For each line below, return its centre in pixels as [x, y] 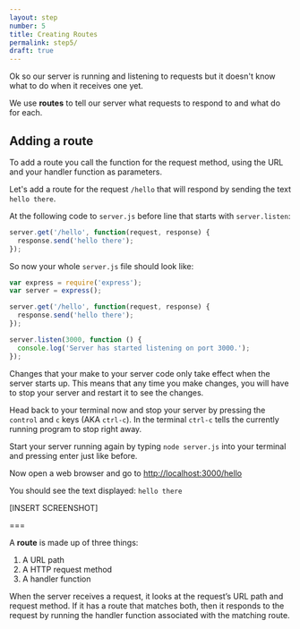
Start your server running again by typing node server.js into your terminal [148, 446]
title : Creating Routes [54, 34]
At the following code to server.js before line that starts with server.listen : [150, 216]
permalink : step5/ [43, 42]
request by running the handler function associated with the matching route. [150, 615]
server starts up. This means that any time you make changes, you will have [149, 383]
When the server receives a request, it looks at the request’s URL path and [146, 596]
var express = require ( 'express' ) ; [76, 283]
